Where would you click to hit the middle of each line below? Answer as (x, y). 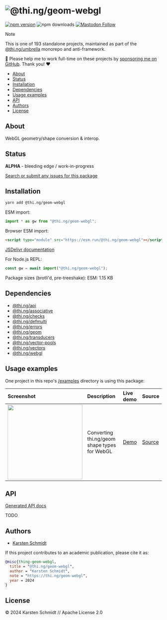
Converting (100, 432)
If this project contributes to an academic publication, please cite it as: (77, 553)
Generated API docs (26, 506)
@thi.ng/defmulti (30, 321)
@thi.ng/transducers (33, 337)
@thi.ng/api (24, 305)
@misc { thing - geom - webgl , (31, 562)
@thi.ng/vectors (29, 348)
